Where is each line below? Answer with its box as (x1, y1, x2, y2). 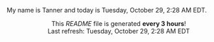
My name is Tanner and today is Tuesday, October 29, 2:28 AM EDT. (6, 6, 208, 14)
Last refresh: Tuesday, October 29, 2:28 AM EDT (48, 27, 190, 35)
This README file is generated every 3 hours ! (51, 20, 186, 27)
